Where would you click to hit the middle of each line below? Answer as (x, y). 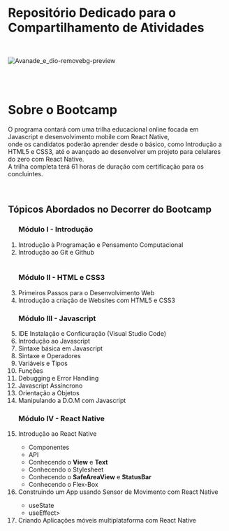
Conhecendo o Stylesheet (66, 469)
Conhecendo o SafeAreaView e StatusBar (90, 477)
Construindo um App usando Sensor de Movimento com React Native (118, 492)
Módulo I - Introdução (56, 229)
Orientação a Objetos (49, 393)
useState (41, 506)
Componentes (49, 447)
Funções (31, 371)
